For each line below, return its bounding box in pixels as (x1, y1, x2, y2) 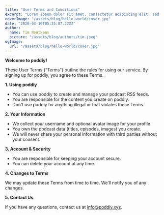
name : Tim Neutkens (9, 30, 50, 35)
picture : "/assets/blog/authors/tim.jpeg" (9, 35, 98, 40)
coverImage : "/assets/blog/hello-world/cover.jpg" (5, 16, 111, 21)
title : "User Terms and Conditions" (5, 7, 80, 12)
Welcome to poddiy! (5, 57, 48, 63)
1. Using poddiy (5, 82, 37, 88)
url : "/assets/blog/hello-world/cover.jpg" (9, 44, 100, 49)
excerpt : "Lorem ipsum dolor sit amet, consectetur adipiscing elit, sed (5, 12, 160, 17)
